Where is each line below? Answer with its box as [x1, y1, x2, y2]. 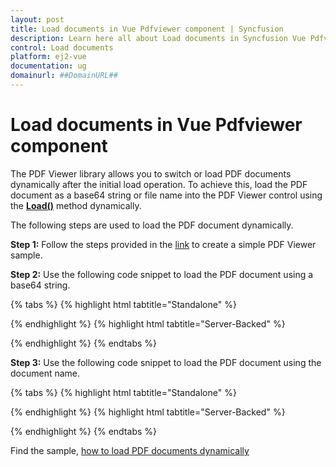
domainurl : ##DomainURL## [10, 71, 118, 81]
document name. [10, 367, 81, 379]
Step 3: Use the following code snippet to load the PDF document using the [10, 356, 322, 368]
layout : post [10, 14, 65, 25]
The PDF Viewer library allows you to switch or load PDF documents [10, 167, 292, 180]
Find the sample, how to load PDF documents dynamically [10, 444, 250, 456]
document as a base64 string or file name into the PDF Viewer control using [10, 189, 323, 201]
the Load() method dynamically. [10, 199, 142, 211]
